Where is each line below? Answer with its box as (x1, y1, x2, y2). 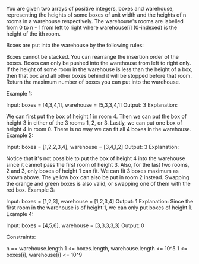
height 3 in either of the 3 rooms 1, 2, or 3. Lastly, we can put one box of (6, 119, 182, 126)
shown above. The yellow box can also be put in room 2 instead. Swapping (6, 174, 189, 180)
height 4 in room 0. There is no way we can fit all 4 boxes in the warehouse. (6, 126, 192, 132)
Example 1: (6, 90, 33, 97)
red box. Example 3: (6, 186, 55, 193)
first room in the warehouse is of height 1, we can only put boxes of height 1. (6, 204, 193, 211)
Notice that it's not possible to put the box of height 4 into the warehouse (6, 155, 185, 162)
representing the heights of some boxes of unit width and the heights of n (6, 11, 187, 18)
